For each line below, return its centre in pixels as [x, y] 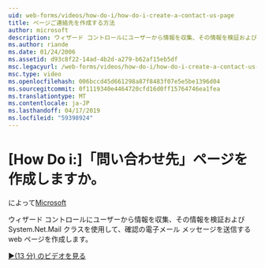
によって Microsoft [37, 203]
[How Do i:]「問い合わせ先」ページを [128, 160]
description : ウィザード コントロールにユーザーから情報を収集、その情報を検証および [133, 37]
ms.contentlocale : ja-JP [49, 103]
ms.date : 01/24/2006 [42, 52]
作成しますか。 [56, 179]
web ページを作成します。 [50, 239]
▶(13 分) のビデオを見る [47, 255]
